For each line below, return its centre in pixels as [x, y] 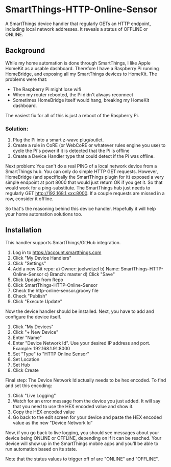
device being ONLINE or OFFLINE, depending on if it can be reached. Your [83, 438]
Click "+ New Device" [35, 332]
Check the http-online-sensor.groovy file [55, 290]
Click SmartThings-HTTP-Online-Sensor [55, 285]
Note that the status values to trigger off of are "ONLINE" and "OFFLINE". [82, 459]
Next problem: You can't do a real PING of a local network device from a [81, 166]
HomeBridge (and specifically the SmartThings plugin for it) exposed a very [85, 177]
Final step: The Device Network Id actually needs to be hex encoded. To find [86, 380]
